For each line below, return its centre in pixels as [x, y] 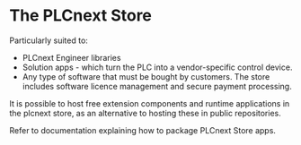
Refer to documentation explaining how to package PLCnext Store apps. [143, 130]
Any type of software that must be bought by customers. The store [146, 76]
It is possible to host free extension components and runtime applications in [150, 103]
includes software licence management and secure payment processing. [157, 86]
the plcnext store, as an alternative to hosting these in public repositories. [145, 113]
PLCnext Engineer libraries [71, 57]
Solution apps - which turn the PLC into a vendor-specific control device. [157, 67]
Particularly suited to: [49, 40]
